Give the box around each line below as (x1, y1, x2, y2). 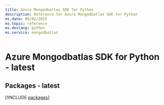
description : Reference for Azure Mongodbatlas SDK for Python (5, 12, 138, 17)
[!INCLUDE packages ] (5, 95, 50, 100)
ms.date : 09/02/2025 (5, 16, 48, 21)
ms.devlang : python (5, 26, 45, 31)
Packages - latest (5, 81, 60, 90)
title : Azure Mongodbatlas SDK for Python (5, 7, 94, 12)
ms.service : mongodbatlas (5, 30, 58, 35)
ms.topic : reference (5, 21, 48, 26)
